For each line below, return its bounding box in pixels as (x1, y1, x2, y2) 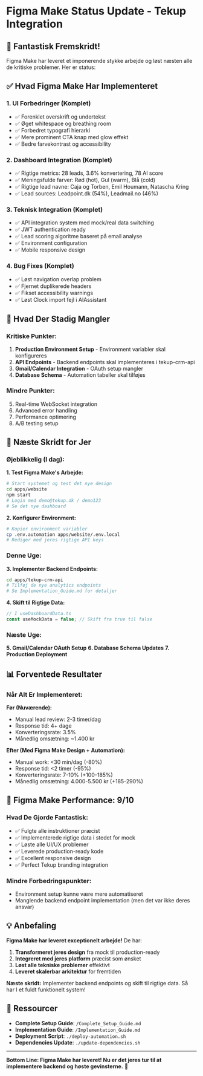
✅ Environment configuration (14, 240, 88, 247)
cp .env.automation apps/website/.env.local (6, 531, 120, 538)
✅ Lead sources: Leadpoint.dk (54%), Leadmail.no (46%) (14, 189, 159, 197)
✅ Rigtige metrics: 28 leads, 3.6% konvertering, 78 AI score (14, 169, 164, 177)
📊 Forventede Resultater (6, 669, 103, 679)
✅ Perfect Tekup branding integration (14, 861, 109, 869)
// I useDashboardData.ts (6, 611, 71, 617)
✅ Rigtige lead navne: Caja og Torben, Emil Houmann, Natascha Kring (14, 183, 189, 190)
